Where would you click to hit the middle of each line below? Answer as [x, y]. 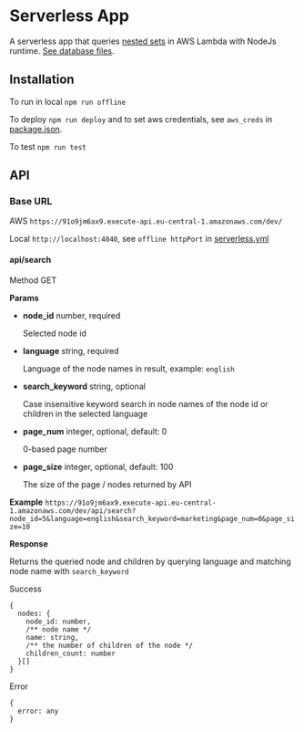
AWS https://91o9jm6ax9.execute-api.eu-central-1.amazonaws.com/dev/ [146, 221]
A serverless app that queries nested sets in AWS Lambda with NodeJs [143, 41]
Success [26, 589]
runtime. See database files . [62, 50]
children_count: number [71, 654]
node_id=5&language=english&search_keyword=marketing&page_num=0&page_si [152, 518]
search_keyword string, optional [84, 386]
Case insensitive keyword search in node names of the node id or [145, 403]
